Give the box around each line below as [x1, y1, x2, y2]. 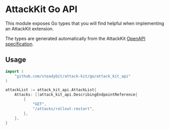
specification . [5, 40, 34, 47]
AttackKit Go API [5, 4, 77, 15]
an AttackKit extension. [5, 25, 54, 31]
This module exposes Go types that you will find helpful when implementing [5, 20, 164, 26]
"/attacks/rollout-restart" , [32, 106, 95, 111]
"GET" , [32, 102, 47, 107]
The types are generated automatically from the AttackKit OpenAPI [5, 35, 146, 41]
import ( [5, 69, 24, 74]
